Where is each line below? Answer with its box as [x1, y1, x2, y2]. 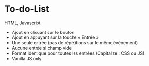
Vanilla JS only [11, 55, 42, 61]
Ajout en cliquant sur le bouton [11, 29, 74, 35]
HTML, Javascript [4, 20, 41, 26]
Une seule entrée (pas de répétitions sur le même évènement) [11, 39, 138, 45]
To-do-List [4, 3, 50, 15]
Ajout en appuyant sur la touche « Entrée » [11, 34, 99, 40]
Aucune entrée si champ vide [11, 45, 72, 51]
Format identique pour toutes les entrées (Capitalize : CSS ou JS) [11, 50, 145, 56]
